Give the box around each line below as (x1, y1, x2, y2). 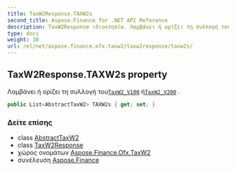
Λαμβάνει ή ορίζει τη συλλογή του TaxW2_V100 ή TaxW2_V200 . (7, 87, 181, 95)
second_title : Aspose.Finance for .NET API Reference (7, 17, 169, 24)
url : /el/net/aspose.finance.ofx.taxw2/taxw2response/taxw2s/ (7, 43, 193, 50)
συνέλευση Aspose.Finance (17, 156, 100, 164)
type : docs (7, 29, 39, 37)
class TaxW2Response (17, 141, 84, 149)
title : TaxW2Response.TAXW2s (7, 10, 93, 18)
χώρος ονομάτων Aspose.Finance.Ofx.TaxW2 (17, 148, 151, 156)
